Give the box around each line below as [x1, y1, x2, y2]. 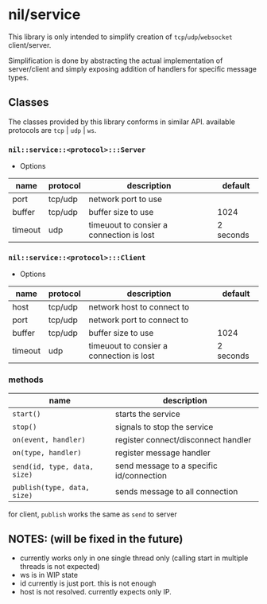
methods [8, 374, 44, 385]
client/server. [8, 40, 52, 49]
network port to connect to [88, 314, 189, 325]
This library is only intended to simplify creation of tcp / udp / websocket [8, 32, 233, 41]
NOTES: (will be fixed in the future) [8, 532, 184, 546]
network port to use [88, 193, 163, 205]
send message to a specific [114, 460, 219, 471]
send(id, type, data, [12, 462, 94, 471]
